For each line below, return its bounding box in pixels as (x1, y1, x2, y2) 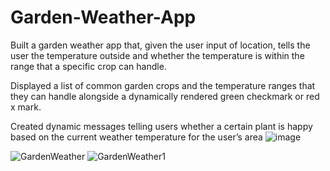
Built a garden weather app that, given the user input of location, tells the (10, 39, 311, 51)
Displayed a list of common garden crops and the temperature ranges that (10, 79, 316, 91)
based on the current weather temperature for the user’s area (10, 131, 263, 143)
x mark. (10, 101, 42, 113)
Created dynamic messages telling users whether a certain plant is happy (10, 120, 313, 132)
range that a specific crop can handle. (10, 60, 167, 72)
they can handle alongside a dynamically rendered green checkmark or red (10, 90, 320, 102)
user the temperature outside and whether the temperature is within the (10, 49, 305, 61)
